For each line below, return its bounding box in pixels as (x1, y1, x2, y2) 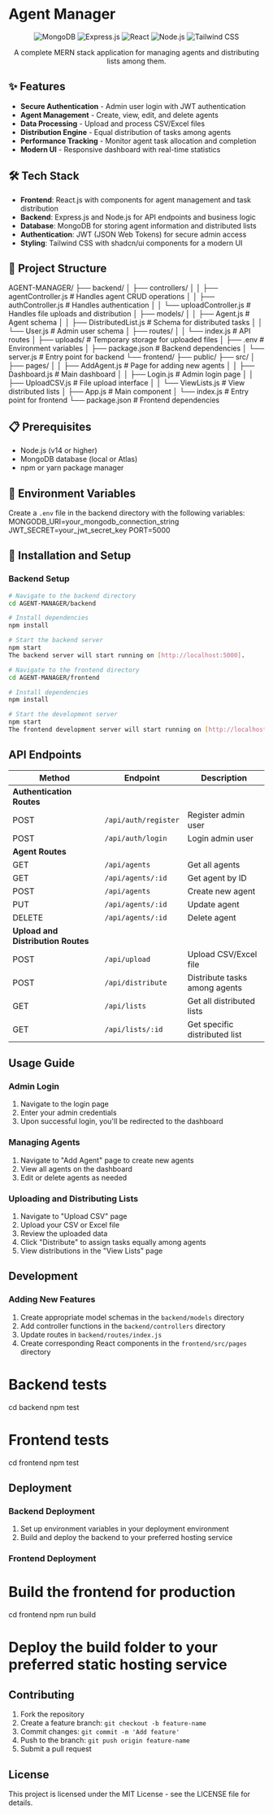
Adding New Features (8, 1294, 96, 1305)
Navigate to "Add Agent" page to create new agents (19, 1155, 194, 1165)
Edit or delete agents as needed (19, 1172, 128, 1182)
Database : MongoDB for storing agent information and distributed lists (19, 220, 258, 230)
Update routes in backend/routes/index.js (19, 1329, 162, 1339)
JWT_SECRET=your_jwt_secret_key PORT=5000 (8, 525, 171, 535)
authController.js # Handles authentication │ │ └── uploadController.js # (8, 300, 251, 310)
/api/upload (104, 955, 151, 964)
